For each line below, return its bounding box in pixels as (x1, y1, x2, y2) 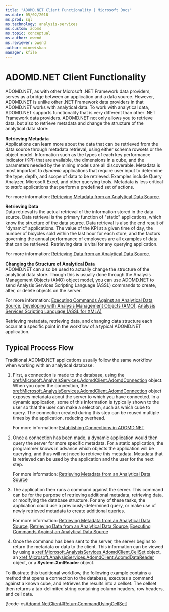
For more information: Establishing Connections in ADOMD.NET (12, 425, 145, 431)
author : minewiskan (5, 45, 46, 50)
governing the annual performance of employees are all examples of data (5, 236, 158, 242)
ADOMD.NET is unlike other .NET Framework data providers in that (5, 99, 144, 105)
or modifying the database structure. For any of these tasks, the (12, 497, 145, 503)
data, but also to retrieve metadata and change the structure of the (5, 120, 144, 126)
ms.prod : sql (5, 17, 33, 22)
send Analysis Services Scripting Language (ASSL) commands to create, (5, 282, 156, 288)
